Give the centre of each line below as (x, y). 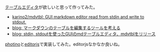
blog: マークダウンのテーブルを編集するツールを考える (66, 28)
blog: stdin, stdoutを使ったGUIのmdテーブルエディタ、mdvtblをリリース (84, 34)
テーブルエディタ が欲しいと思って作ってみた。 (51, 7)
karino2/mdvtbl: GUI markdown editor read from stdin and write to (78, 17)
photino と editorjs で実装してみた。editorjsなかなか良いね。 (64, 44)
